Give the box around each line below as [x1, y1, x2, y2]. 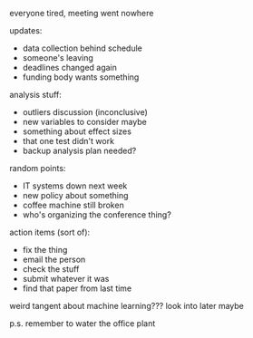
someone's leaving [22, 53, 93, 63]
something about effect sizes [22, 126, 131, 137]
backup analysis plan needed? [22, 145, 137, 156]
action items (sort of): [9, 227, 91, 237]
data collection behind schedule [22, 43, 143, 53]
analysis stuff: [9, 90, 62, 100]
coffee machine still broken [22, 199, 124, 210]
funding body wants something [22, 72, 140, 82]
